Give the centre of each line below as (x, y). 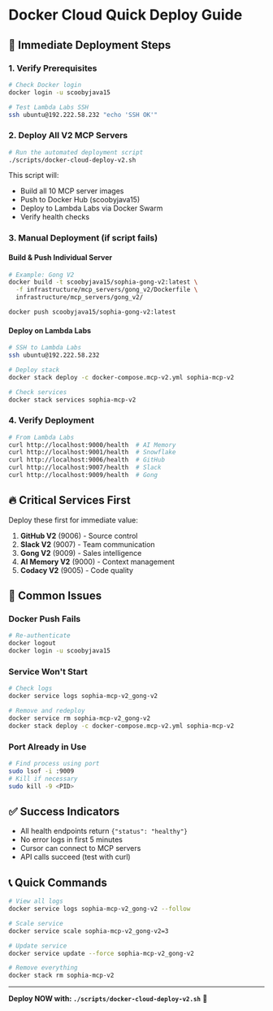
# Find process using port (54, 764)
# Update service (38, 946)
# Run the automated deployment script (76, 152)
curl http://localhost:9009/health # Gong (83, 475)
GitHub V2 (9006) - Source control (79, 536)
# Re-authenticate (39, 636)
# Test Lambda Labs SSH (49, 107)
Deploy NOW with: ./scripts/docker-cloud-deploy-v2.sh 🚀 (108, 999)
